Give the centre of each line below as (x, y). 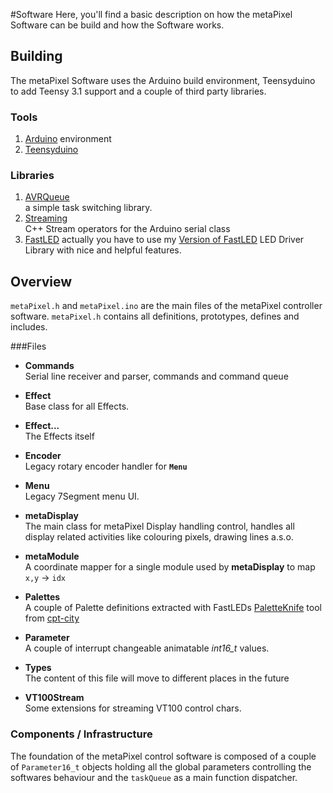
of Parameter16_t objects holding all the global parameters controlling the (161, 766)
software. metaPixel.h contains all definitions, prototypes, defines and (155, 316)
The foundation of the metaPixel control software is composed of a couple (163, 756)
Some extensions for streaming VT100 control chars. (133, 708)
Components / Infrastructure (81, 734)
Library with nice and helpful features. (103, 250)
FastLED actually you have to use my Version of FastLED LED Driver (164, 240)
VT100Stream (54, 698)
